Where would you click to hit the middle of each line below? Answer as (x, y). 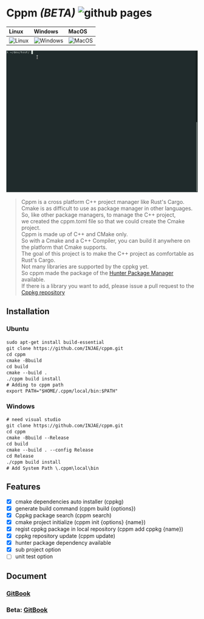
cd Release (20, 456)
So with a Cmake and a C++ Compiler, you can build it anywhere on (106, 240)
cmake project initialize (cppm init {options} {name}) (80, 522)
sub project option (38, 550)
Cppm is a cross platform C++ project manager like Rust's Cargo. (103, 201)
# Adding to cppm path (35, 385)
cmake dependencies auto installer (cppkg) (69, 502)
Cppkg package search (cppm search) (63, 515)
